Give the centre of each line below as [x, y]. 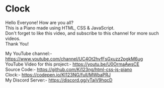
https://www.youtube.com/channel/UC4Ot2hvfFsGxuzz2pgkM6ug [74, 58]
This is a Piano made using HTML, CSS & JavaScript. [60, 27]
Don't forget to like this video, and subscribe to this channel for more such [82, 33]
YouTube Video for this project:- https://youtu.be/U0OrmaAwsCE [72, 64]
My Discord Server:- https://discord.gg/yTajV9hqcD [59, 80]
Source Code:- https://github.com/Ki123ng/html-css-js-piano [69, 69]
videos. [13, 38]
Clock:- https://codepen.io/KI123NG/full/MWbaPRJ [58, 74]
